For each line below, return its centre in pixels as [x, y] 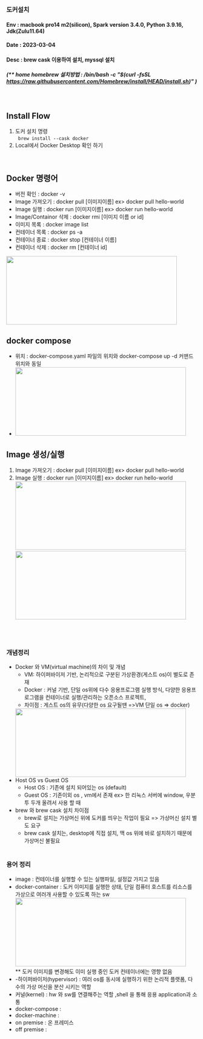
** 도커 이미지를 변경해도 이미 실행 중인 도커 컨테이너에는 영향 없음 [94, 971]
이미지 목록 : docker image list [52, 225]
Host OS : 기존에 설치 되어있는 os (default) [75, 788]
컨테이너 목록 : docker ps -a [49, 232]
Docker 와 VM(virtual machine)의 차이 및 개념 [70, 667]
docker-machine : [37, 1015]
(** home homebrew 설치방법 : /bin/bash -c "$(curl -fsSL [79, 75]
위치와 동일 [28, 364]
